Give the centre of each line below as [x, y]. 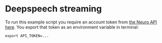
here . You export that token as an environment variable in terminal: [72, 27]
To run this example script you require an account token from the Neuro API [81, 22]
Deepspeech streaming [53, 9]
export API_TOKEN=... [27, 36]
